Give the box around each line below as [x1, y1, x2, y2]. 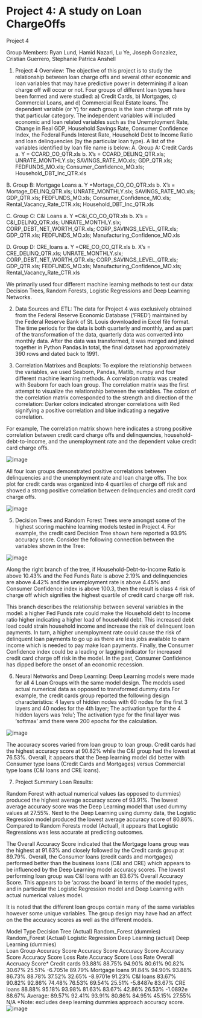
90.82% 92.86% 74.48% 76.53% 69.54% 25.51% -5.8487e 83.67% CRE [6, 979, 186, 986]
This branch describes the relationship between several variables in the [6, 603, 184, 610]
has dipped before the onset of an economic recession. [6, 660, 144, 668]
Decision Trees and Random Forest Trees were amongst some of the [14, 517, 186, 524]
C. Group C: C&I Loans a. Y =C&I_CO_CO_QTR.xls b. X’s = [6, 212, 148, 219]
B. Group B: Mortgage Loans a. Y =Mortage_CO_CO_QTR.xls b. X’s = [6, 181, 175, 188]
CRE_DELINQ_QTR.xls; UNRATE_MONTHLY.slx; [6, 250, 124, 257]
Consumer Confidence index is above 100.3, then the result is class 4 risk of [6, 585, 195, 592]
